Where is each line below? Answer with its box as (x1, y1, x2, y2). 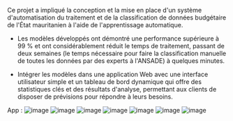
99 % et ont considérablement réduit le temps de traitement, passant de (17, 42, 225, 50)
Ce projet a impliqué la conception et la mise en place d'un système (7, 6, 202, 14)
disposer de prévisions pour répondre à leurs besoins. (17, 92, 173, 101)
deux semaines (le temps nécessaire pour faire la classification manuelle (17, 49, 227, 57)
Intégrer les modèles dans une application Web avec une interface (17, 70, 209, 78)
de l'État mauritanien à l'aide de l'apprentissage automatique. (7, 21, 183, 29)
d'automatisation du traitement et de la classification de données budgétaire (7, 13, 227, 22)
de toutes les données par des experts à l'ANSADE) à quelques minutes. (17, 57, 225, 65)
